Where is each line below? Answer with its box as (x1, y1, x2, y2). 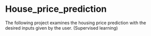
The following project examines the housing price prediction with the (5, 20, 146, 26)
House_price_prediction (5, 3, 107, 15)
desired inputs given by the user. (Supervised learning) (5, 25, 118, 31)
